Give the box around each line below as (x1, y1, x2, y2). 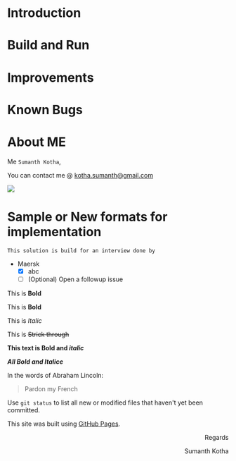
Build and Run (7, 37, 90, 54)
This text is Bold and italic (7, 343, 84, 352)
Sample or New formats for (7, 209, 168, 225)
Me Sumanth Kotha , (7, 157, 61, 166)
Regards (204, 433, 229, 441)
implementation (7, 223, 102, 240)
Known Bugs (7, 102, 83, 118)
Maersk (17, 259, 40, 268)
